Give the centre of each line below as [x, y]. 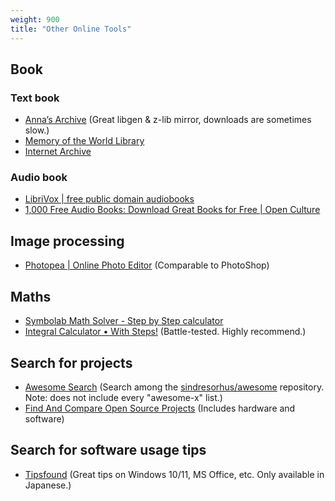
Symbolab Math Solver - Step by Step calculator [124, 321]
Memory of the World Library [84, 141]
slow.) [37, 130]
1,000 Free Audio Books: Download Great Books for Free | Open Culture [172, 210]
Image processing [67, 241]
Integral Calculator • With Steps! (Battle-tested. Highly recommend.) [165, 332]
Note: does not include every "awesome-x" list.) [123, 397]
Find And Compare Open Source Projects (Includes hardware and [160, 408]
